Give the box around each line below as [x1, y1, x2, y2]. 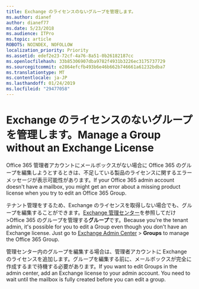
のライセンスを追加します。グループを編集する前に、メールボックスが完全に [6, 255, 192, 262]
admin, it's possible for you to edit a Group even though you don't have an [6, 223, 187, 230]
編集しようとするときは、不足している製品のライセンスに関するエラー [21, 169, 192, 176]
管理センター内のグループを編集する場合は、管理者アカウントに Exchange [6, 247, 187, 255]
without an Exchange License [6, 141, 154, 155]
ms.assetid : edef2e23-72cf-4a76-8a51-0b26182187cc [6, 53, 134, 59]
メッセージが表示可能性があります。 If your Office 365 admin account [6, 176, 175, 183]
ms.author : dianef [6, 14, 52, 20]
